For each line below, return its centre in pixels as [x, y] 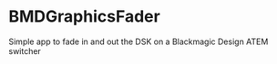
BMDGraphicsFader [84, 17]
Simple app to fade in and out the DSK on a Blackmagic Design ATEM [138, 41]
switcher [25, 50]
